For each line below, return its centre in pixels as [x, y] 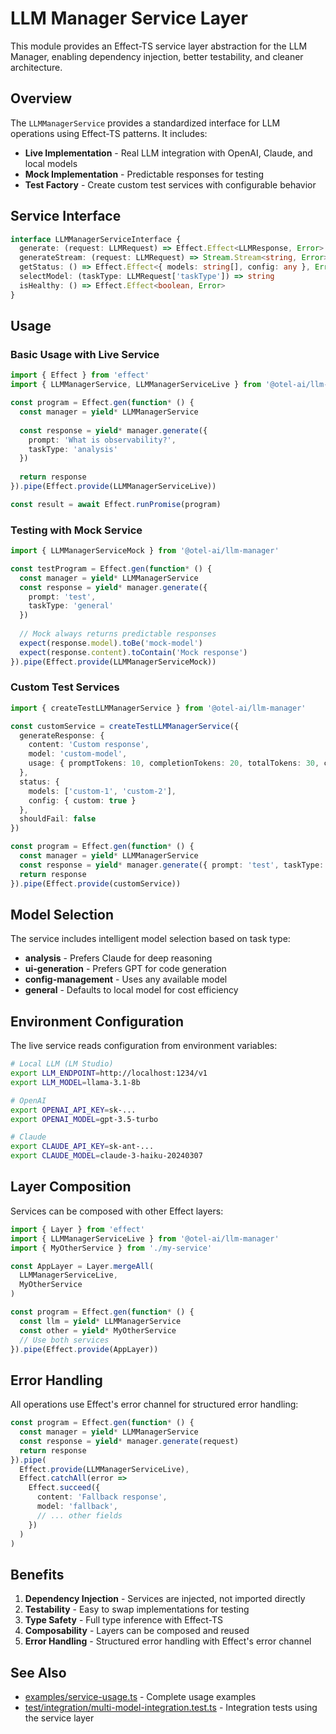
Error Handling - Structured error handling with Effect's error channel [168, 1641]
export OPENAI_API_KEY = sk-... [73, 1110]
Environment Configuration [97, 1021]
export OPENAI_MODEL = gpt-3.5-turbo [84, 1119]
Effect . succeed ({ [64, 1488]
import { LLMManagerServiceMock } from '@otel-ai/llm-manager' [145, 551]
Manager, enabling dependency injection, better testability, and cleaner [157, 56]
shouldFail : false [58, 819]
